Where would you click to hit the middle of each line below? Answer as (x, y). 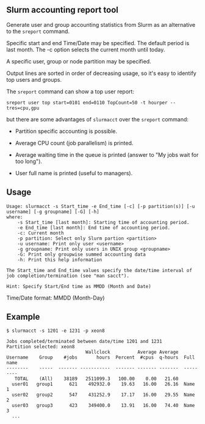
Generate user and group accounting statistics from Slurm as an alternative (101, 24)
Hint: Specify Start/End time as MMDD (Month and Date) (79, 286)
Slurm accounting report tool (63, 10)
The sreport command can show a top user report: (70, 92)
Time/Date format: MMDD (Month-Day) (56, 298)
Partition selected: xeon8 (41, 347)
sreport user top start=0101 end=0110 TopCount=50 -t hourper (87, 102)
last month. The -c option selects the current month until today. (86, 49)
